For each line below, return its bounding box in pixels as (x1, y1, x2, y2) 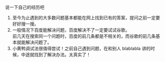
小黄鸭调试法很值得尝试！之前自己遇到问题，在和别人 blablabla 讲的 (12, 46, 151, 51)
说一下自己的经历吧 (5, 4, 45, 10)
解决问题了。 (25, 39, 52, 45)
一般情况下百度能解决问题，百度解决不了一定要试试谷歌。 (12, 27, 130, 33)
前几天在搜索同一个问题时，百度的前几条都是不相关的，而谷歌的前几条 (12, 33, 156, 39)
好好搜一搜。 (12, 21, 39, 27)
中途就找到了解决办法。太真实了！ (21, 52, 91, 58)
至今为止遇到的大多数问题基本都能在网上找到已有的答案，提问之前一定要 (12, 15, 160, 21)
